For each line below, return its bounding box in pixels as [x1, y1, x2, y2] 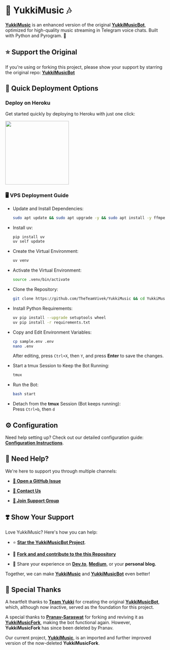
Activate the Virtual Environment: [12, 267, 82, 274]
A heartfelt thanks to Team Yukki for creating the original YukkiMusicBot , [5, 599, 160, 605]
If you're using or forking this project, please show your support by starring [5, 64, 162, 70]
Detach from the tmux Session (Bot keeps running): [12, 401, 121, 407]
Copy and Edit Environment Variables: [12, 329, 92, 335]
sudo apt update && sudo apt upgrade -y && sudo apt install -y [12, 215, 152, 220]
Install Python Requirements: [12, 305, 73, 311]
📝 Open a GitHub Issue [12, 478, 61, 484]
